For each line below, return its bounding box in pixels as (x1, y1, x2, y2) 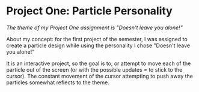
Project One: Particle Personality (6, 4, 173, 18)
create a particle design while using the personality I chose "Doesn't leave (6, 42, 191, 49)
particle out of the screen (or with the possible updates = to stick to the (6, 66, 183, 73)
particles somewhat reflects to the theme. (6, 79, 109, 86)
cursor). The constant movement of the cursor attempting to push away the (6, 72, 194, 79)
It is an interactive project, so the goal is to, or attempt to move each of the (6, 60, 191, 67)
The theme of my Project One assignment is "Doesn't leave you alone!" (6, 24, 183, 31)
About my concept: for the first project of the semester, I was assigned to (6, 35, 188, 42)
